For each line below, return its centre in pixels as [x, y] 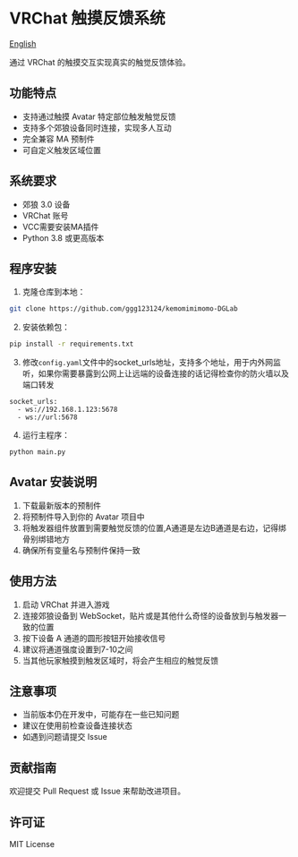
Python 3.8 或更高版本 [63, 237]
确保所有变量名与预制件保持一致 [81, 550]
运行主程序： [46, 435]
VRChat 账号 [45, 215]
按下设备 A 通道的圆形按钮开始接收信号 [94, 638]
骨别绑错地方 [46, 539]
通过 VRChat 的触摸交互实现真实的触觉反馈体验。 [100, 62]
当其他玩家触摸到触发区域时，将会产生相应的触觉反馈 [120, 660]
